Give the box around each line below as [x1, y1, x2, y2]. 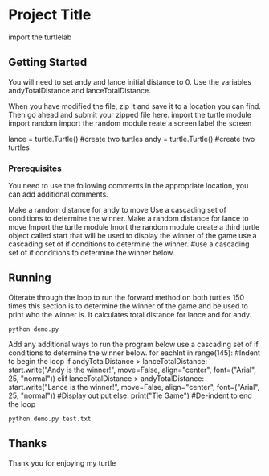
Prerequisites [8, 163, 62, 174]
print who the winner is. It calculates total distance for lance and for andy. [8, 309, 252, 319]
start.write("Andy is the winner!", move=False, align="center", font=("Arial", [8, 365, 257, 375]
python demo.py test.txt [8, 415, 92, 423]
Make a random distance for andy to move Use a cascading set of [8, 205, 226, 215]
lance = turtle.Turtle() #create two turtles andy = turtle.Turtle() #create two [8, 134, 255, 143]
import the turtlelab [8, 32, 72, 42]
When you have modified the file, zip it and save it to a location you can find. [8, 101, 261, 110]
